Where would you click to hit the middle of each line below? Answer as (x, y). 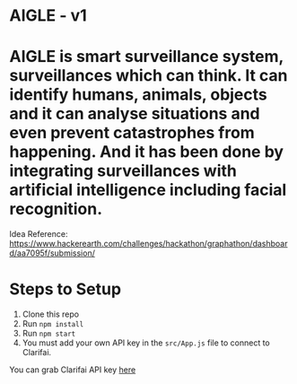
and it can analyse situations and (135, 114)
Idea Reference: (39, 234)
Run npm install (53, 324)
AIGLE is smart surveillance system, (147, 57)
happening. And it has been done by (147, 152)
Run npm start (49, 334)
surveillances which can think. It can (148, 76)
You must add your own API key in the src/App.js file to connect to (146, 343)
